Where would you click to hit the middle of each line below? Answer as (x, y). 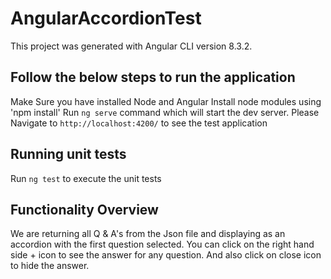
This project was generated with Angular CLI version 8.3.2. (131, 46)
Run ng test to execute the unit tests (86, 178)
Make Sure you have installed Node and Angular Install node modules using (166, 101)
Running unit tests (68, 154)
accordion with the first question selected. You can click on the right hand (162, 244)
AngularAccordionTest (106, 18)
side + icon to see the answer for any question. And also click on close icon (166, 255)
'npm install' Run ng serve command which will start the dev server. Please (165, 112)
